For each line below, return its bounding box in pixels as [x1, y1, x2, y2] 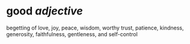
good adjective [6, 4, 83, 18]
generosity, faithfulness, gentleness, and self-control [6, 30, 138, 37]
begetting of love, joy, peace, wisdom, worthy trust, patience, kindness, [6, 24, 184, 31]
